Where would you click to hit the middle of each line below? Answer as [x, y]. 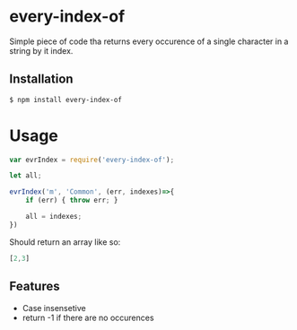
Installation [41, 79]
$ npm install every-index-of [66, 100]
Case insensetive [54, 308]
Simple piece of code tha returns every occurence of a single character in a [149, 41]
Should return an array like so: [65, 242]
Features [35, 287]
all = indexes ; [54, 217]
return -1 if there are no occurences [88, 317]
